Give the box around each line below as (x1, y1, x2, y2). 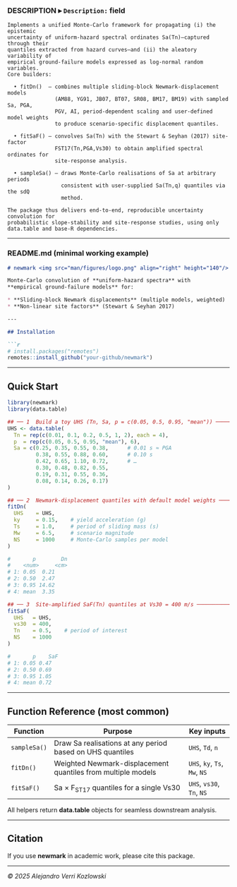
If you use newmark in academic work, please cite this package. (7, 851, 195, 859)
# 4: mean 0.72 (7, 680, 52, 687)
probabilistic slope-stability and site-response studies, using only (7, 219, 219, 227)
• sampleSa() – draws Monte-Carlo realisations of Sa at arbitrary (13, 170, 217, 177)
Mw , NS (188, 768, 207, 778)
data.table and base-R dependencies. (7, 225, 119, 233)
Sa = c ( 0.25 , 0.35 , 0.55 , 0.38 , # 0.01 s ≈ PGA (13, 445, 172, 452)
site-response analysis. (54, 157, 128, 164)
